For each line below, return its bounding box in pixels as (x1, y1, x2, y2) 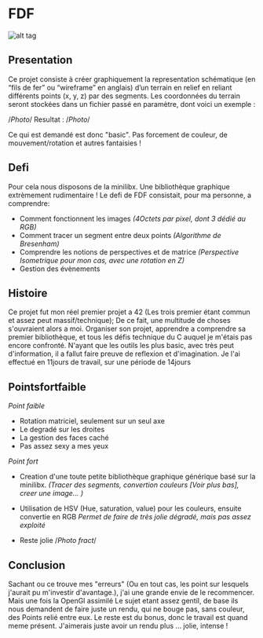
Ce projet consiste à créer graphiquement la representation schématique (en (8, 74, 256, 83)
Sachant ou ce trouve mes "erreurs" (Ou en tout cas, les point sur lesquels (8, 579, 249, 588)
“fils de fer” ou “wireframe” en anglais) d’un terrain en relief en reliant (8, 82, 232, 92)
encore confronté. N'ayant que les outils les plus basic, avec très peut (8, 341, 234, 350)
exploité (19, 520, 46, 530)
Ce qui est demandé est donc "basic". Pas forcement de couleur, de (8, 130, 228, 139)
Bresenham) (19, 239, 60, 248)
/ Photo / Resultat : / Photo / (8, 115, 90, 124)
